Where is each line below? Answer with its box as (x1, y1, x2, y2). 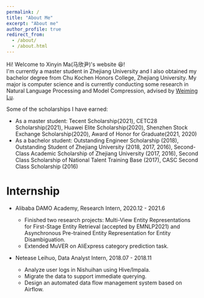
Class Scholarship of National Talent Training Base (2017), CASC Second (15, 156, 199, 163)
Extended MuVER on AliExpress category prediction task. (24, 242, 169, 250)
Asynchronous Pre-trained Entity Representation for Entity (24, 229, 171, 236)
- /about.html (12, 43, 48, 50)
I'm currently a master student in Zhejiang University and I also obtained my (6, 67, 197, 75)
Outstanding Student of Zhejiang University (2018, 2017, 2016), (15, 143, 173, 151)
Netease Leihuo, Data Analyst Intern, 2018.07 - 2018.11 (15, 254, 152, 261)
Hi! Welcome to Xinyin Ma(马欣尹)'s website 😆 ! (6, 61, 125, 68)
